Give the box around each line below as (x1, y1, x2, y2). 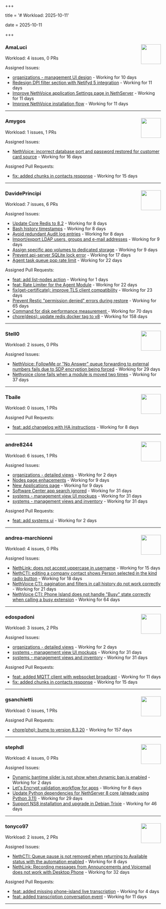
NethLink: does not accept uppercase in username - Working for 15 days (12, 565, 161, 571)
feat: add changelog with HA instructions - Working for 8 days (12, 424, 139, 430)
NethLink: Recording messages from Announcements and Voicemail (12, 864, 151, 870)
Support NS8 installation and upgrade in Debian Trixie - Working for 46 (12, 800, 157, 806)
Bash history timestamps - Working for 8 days (12, 225, 106, 231)
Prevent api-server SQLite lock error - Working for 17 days (12, 252, 131, 258)
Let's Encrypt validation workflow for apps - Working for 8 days (12, 784, 142, 790)
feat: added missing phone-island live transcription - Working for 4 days (12, 889, 160, 895)
